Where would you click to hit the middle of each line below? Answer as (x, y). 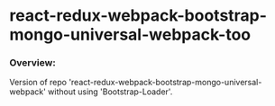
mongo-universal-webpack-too (130, 35)
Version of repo (38, 83)
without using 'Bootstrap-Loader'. (110, 92)
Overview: (32, 63)
